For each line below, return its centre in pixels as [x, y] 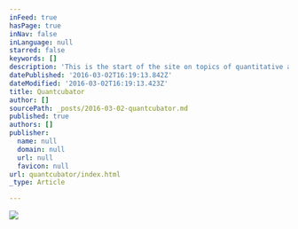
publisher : [29, 133]
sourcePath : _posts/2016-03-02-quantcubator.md [99, 108]
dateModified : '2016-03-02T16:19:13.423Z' [89, 83]
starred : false [37, 51]
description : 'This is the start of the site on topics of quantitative [146, 67]
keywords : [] [33, 59]
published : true [39, 116]
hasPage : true [35, 26]
